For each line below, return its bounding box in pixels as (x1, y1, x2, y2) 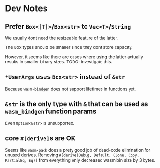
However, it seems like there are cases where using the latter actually (5, 54, 144, 60)
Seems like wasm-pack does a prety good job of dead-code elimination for (5, 147, 151, 153)
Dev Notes (5, 3, 48, 14)
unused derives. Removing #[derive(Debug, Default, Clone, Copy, (5, 152, 139, 158)
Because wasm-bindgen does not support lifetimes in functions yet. (5, 86, 136, 92)
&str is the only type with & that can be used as (5, 100, 148, 108)
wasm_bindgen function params (5, 107, 97, 116)
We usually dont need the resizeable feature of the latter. (5, 35, 118, 41)
